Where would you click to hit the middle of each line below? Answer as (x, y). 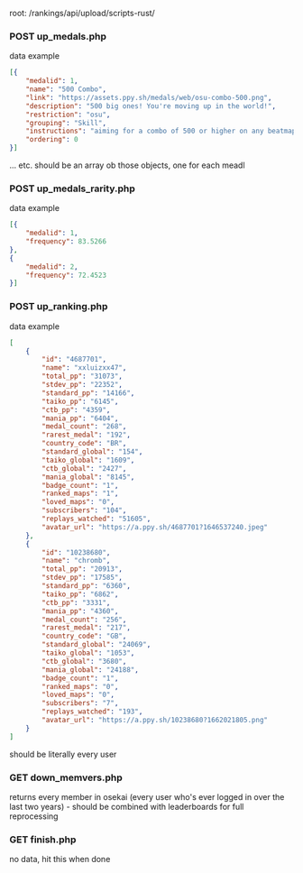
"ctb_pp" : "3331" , (76, 602)
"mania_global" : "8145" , (88, 477)
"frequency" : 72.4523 (66, 275)
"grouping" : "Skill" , (66, 123)
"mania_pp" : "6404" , (80, 418)
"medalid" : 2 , (52, 266)
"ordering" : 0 (52, 140)
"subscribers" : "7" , (80, 703)
